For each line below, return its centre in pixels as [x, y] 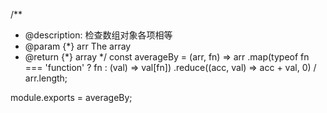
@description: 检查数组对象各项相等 [98, 35]
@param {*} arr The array [78, 46]
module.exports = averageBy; [71, 97]
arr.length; [46, 78]
